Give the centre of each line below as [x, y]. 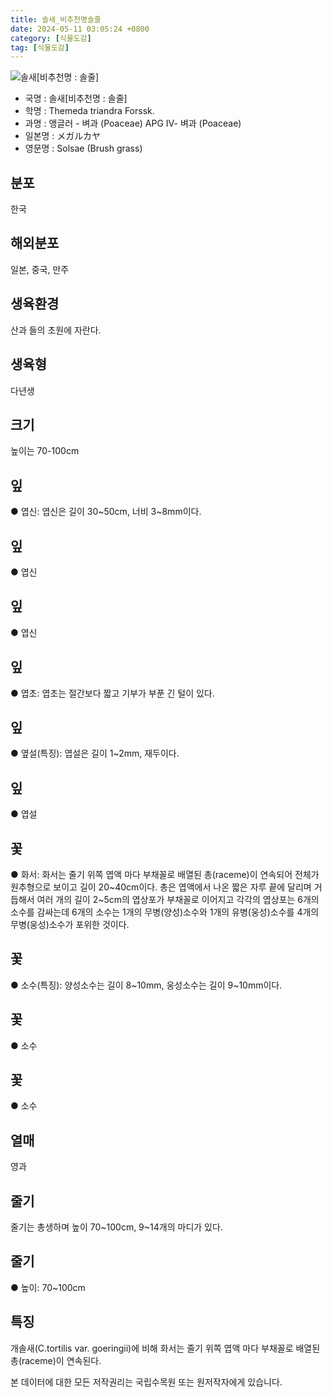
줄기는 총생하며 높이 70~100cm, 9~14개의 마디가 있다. [116, 1227]
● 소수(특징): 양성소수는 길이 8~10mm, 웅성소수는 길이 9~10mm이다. [146, 985]
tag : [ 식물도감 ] [40, 47]
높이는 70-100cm [45, 451]
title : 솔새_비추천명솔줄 [56, 19]
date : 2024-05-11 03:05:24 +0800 [80, 29]
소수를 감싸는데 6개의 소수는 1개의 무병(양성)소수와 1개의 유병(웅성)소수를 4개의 [165, 912]
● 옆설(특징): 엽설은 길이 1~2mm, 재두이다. [95, 753]
